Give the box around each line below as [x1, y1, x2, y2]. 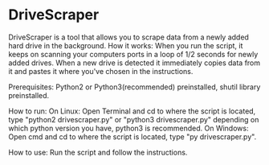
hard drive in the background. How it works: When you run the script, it [8, 40, 243, 50]
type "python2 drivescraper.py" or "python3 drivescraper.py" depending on [8, 114, 259, 124]
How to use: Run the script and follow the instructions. [8, 147, 188, 157]
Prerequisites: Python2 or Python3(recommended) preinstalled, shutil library [8, 82, 261, 92]
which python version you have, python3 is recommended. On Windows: [8, 123, 249, 133]
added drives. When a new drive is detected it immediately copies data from [8, 58, 261, 68]
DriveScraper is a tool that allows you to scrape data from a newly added [8, 32, 249, 42]
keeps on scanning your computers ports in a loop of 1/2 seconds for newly [8, 49, 259, 59]
